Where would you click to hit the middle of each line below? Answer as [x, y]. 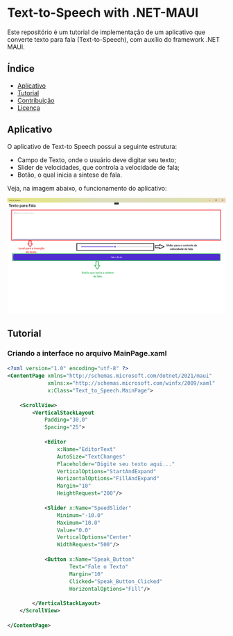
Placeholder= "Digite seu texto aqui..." [116, 464]
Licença [28, 108]
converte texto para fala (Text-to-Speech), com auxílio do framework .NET [113, 39]
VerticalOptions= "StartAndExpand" [106, 471]
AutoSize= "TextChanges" [91, 456]
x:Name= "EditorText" [86, 449]
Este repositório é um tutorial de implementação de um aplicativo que [106, 32]
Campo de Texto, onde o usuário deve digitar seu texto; [97, 160]
